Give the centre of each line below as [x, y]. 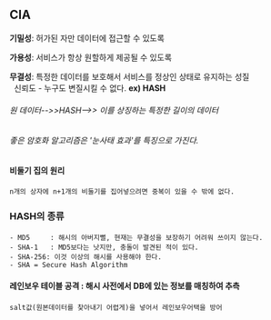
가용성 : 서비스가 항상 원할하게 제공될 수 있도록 [91, 57]
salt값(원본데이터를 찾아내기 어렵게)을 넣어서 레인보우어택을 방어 [116, 307]
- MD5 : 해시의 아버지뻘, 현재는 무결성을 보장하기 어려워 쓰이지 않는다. [136, 237]
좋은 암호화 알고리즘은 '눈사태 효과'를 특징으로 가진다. [104, 141]
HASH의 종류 [37, 216]
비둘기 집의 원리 [37, 170]
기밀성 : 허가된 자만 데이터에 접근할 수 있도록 [87, 38]
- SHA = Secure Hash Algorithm [69, 265]
